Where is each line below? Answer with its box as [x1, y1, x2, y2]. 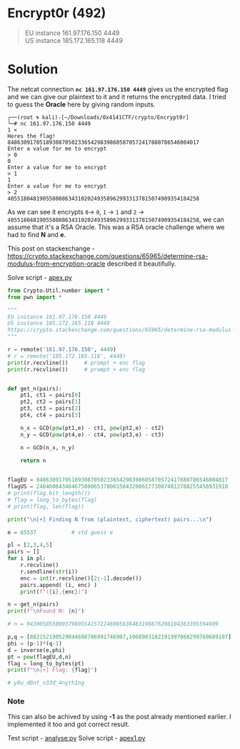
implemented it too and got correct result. [7, 720, 130, 729]
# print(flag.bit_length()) [7, 490, 91, 497]
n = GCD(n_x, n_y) [20, 444, 75, 451]
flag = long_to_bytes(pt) [7, 660, 84, 667]
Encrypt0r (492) [7, 5, 106, 21]
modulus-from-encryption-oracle [7, 259, 106, 268]
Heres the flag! [7, 132, 56, 140]
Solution [7, 61, 59, 78]
